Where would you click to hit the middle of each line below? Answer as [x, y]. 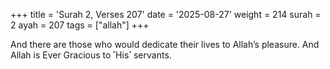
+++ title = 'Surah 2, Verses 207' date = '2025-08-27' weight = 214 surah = [166, 14]
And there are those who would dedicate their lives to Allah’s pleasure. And [165, 44]
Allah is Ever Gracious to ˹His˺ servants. [91, 55]
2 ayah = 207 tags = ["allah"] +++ [80, 25]
